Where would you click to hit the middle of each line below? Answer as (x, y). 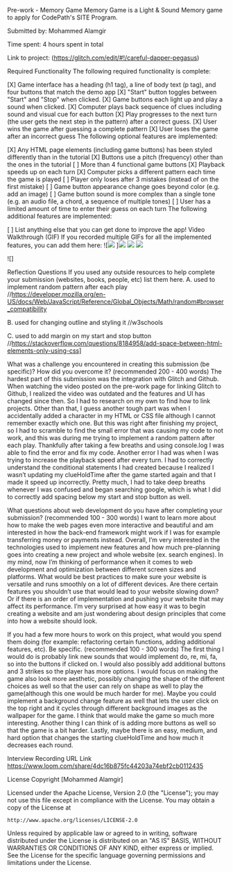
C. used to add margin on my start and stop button (79, 336)
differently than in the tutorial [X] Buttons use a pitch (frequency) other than (115, 157)
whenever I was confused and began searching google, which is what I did (114, 489)
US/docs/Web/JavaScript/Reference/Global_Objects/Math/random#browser (115, 302)
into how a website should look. (52, 621)
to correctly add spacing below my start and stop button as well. (99, 497)
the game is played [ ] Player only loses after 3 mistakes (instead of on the (113, 179)
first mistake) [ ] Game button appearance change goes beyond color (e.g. (113, 186)
